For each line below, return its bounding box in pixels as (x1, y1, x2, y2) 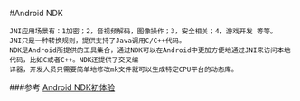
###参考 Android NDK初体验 (9, 82, 116, 93)
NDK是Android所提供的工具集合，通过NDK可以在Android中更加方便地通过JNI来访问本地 (9, 46, 291, 55)
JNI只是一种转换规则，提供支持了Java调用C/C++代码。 (9, 36, 186, 45)
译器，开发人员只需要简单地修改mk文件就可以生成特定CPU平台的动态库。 (9, 65, 239, 74)
